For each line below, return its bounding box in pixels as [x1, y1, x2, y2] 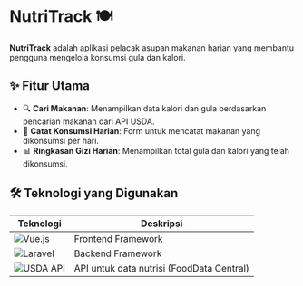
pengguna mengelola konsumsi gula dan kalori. [9, 52, 186, 62]
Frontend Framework [73, 232, 163, 244]
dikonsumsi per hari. [22, 135, 100, 146]
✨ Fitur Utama [9, 78, 91, 94]
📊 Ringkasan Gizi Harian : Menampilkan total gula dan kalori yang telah [22, 145, 290, 156]
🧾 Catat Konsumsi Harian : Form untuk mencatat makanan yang [22, 125, 261, 136]
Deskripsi [140, 217, 183, 230]
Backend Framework [73, 247, 162, 260]
